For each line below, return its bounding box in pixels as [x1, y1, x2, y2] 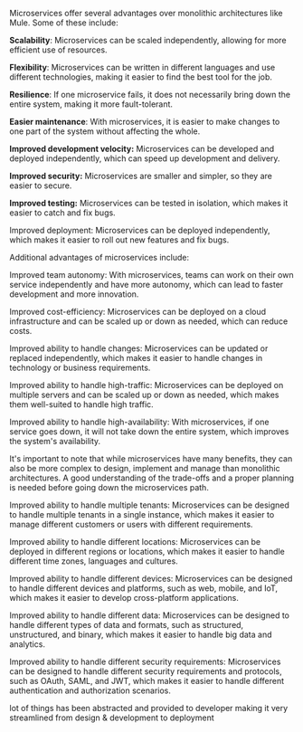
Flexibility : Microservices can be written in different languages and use [9, 62, 276, 72]
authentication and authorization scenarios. [9, 685, 172, 696]
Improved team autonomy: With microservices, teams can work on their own [9, 270, 294, 280]
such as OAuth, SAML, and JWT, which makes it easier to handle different [9, 676, 285, 686]
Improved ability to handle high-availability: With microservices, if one [9, 416, 270, 427]
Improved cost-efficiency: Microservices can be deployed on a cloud [9, 307, 267, 317]
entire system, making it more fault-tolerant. [9, 99, 174, 109]
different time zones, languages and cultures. [9, 556, 178, 566]
